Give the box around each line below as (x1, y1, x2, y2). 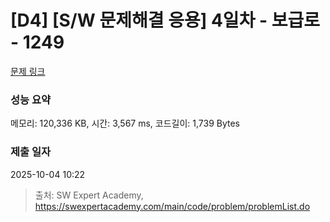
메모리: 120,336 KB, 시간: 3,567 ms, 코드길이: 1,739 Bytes (10, 117, 241, 130)
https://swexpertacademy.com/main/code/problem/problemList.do (34, 200, 311, 212)
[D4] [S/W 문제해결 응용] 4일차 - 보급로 (10, 9, 321, 32)
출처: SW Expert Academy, (34, 189, 144, 201)
